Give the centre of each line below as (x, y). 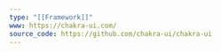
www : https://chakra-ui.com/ (63, 26)
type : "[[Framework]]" (51, 17)
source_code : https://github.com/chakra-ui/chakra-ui (111, 33)
